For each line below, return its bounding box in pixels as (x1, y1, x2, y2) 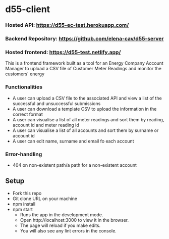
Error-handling (5, 151, 42, 158)
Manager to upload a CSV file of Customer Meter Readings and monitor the (5, 66, 161, 72)
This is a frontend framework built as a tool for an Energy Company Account (5, 60, 164, 66)
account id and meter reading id (12, 122, 79, 128)
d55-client (5, 4, 50, 15)
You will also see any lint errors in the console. (20, 227, 117, 233)
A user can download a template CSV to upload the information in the (12, 106, 157, 112)
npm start (12, 206, 33, 212)
